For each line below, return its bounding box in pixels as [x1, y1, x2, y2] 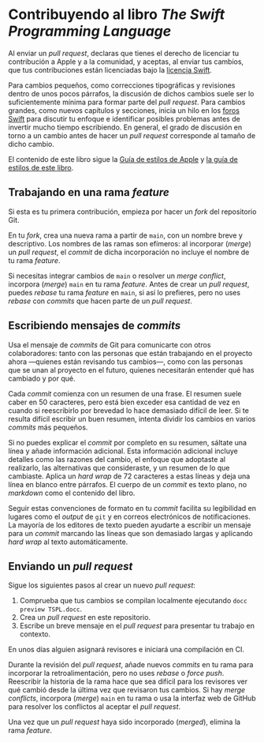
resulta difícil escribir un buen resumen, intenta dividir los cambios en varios [8, 414, 256, 423]
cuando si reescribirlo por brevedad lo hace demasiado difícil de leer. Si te [8, 405, 250, 415]
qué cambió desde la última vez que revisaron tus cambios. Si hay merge [8, 685, 246, 695]
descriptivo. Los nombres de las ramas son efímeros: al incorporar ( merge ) [8, 238, 252, 248]
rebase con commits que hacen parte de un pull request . [8, 296, 193, 306]
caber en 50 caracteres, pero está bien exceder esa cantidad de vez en [8, 397, 240, 407]
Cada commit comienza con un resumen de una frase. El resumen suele [8, 388, 242, 398]
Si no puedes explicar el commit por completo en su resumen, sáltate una [8, 437, 247, 447]
